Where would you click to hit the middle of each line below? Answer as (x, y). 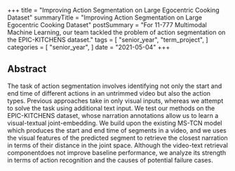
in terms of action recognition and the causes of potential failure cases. (110, 160)
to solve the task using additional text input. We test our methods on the (111, 108)
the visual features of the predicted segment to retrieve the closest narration (117, 137)
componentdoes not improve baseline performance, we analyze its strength (117, 152)
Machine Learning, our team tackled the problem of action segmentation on (116, 32)
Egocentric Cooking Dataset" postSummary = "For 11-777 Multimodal (107, 25)
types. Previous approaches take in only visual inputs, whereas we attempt (115, 101)
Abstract (27, 69)
